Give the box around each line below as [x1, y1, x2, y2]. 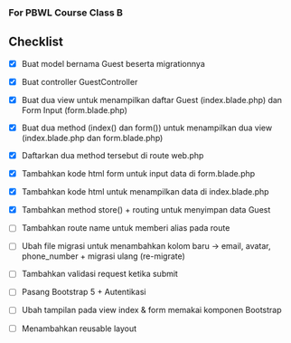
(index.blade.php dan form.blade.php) [21, 132, 164, 143]
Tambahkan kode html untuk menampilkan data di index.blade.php [21, 186, 269, 197]
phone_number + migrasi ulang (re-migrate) [21, 251, 186, 262]
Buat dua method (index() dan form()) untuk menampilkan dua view [21, 122, 273, 133]
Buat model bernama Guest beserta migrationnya [21, 58, 205, 69]
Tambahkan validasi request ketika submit [21, 269, 178, 280]
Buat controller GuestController [21, 76, 138, 87]
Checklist [8, 34, 64, 50]
